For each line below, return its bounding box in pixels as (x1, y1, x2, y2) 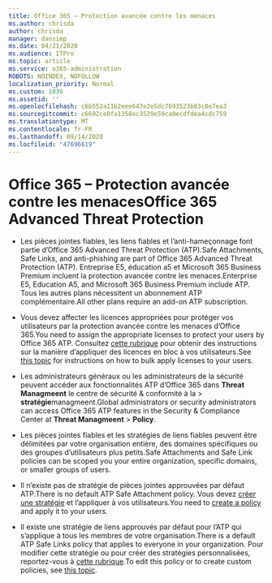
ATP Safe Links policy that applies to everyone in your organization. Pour (19, 539, 264, 549)
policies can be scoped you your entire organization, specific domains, (19, 456, 257, 466)
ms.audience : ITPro (8, 50, 75, 58)
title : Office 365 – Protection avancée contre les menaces (8, 11, 217, 20)
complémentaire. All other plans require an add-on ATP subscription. (19, 297, 248, 307)
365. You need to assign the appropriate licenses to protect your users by (19, 330, 265, 339)
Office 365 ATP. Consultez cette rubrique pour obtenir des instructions (19, 339, 257, 348)
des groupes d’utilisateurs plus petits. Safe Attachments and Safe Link (19, 447, 253, 457)
